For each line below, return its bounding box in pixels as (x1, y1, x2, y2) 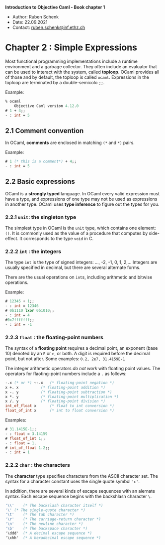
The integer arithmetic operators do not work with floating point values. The (5, 365, 161, 371)
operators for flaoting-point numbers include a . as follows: (5, 371, 127, 377)
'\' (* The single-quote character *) (5, 508, 85, 513)
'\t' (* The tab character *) (5, 512, 75, 517)
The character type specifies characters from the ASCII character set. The (5, 473, 158, 479)
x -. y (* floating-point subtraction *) (5, 390, 112, 395)
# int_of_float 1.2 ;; (5, 445, 50, 450)
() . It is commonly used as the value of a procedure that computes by (5, 230, 148, 236)
